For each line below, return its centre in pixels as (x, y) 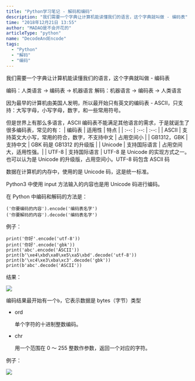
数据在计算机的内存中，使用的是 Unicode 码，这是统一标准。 (79, 171)
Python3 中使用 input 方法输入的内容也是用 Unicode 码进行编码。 (85, 184)
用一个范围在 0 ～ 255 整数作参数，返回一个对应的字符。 (82, 348)
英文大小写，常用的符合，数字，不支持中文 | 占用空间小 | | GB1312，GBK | (99, 137)
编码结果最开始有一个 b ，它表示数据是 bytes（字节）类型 (74, 300)
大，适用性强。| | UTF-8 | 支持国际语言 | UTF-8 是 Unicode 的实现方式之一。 (98, 152)
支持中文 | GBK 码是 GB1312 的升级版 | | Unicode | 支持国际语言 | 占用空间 (94, 145)
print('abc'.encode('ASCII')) (43, 250)
